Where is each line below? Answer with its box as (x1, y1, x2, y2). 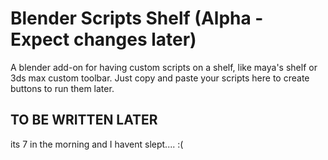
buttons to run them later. (10, 82, 115, 94)
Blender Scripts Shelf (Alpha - (10, 7, 264, 30)
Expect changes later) (10, 28, 197, 51)
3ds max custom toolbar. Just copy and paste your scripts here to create (10, 72, 310, 84)
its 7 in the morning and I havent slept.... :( (10, 138, 184, 150)
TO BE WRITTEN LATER (10, 112, 158, 129)
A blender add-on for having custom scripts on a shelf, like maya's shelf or (10, 61, 318, 73)
